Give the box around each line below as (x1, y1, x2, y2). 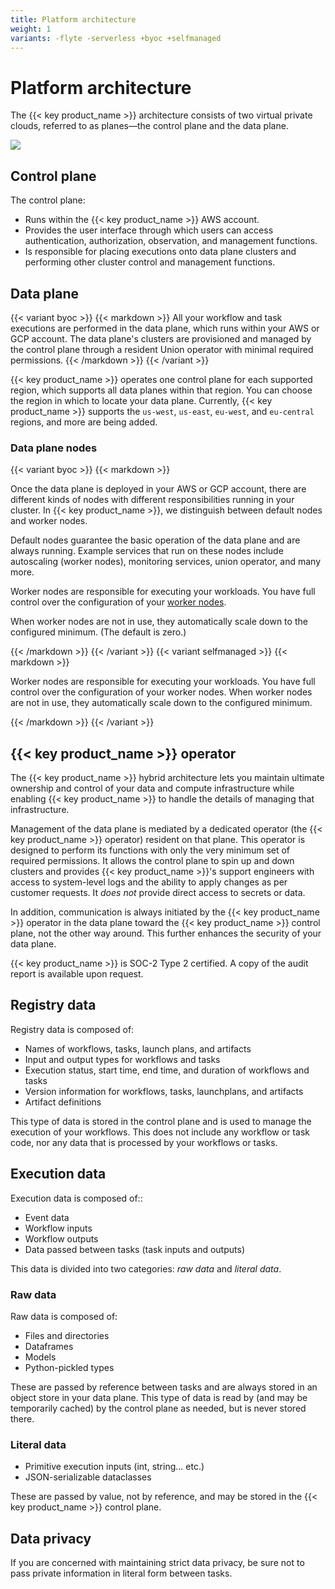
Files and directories (24, 1329, 110, 1341)
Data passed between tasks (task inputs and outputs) (24, 1243, 245, 1255)
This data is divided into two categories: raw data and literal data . (10, 1262, 282, 1275)
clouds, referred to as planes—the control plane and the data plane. (10, 120, 289, 132)
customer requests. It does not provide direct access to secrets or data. (10, 887, 306, 899)
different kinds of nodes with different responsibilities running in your (10, 494, 295, 506)
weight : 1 (10, 24, 52, 34)
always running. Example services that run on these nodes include (10, 545, 284, 557)
